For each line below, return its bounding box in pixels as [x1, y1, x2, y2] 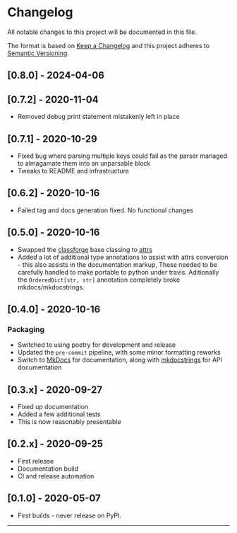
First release [17, 457, 54, 465]
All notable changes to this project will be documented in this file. [7, 28, 197, 36]
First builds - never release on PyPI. [17, 511, 122, 520]
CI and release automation [17, 471, 95, 480]
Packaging [7, 324, 44, 334]
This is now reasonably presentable [17, 418, 121, 426]
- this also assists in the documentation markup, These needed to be [17, 260, 217, 269]
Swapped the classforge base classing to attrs [17, 245, 153, 253]
